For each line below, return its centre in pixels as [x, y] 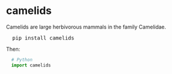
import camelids [31, 65]
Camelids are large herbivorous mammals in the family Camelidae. [86, 27]
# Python [22, 59]
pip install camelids [43, 38]
